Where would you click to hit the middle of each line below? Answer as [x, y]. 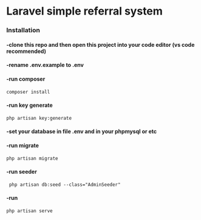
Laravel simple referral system [84, 11]
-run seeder [22, 172]
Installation [23, 30]
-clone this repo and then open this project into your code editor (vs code [101, 44]
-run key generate [29, 105]
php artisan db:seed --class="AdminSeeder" [65, 184]
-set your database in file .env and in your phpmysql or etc [82, 131]
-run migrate [23, 145]
